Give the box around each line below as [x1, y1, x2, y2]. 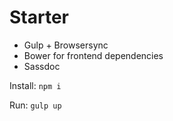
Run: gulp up [9, 99, 62, 111]
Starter [9, 6, 69, 29]
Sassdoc [23, 60, 61, 72]
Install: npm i [9, 79, 62, 91]
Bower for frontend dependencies [23, 49, 164, 61]
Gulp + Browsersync [23, 39, 109, 51]
